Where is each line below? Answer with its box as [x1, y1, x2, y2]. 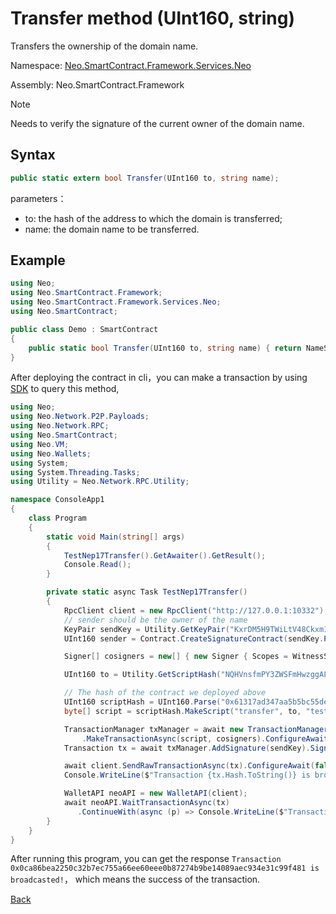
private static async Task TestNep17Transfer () [46, 587, 248, 597]
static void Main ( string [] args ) [46, 532, 186, 542]
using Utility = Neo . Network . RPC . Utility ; [10, 477, 190, 487]
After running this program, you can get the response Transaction [10, 853, 282, 865]
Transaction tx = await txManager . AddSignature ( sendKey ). [63, 743, 311, 753]
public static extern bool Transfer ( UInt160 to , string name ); [10, 173, 280, 183]
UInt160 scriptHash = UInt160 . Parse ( [63, 697, 222, 707]
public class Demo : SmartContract [10, 324, 159, 334]
